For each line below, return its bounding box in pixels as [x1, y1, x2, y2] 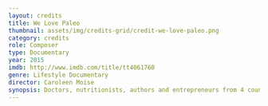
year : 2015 [8, 57, 45, 65]
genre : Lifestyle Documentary [8, 71, 109, 79]
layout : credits [8, 11, 62, 20]
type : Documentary [8, 49, 69, 57]
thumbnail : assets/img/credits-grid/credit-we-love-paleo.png [8, 26, 219, 34]
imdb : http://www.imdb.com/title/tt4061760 [8, 64, 156, 72]
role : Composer [8, 41, 59, 49]
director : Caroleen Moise [8, 78, 94, 86]
